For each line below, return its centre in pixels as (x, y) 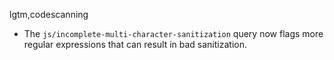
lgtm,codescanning (49, 14)
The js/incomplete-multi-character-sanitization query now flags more (173, 33)
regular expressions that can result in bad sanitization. (135, 44)
